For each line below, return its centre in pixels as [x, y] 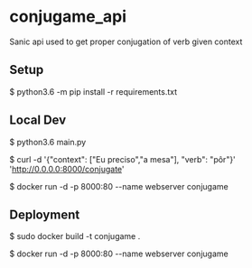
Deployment [45, 214]
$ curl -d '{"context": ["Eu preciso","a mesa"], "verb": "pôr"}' [123, 159]
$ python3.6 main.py [48, 142]
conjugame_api [68, 17]
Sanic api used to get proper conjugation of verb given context [126, 42]
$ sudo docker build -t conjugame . [75, 236]
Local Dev [38, 120]
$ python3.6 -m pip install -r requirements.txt [93, 91]
